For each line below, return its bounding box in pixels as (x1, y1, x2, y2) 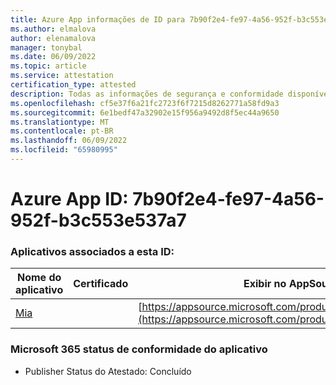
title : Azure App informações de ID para (10, 14, 186, 25)
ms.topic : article (10, 61, 87, 71)
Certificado (73, 277, 129, 291)
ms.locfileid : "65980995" (10, 145, 118, 155)
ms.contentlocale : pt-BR (10, 126, 114, 136)
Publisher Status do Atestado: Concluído (24, 365, 192, 377)
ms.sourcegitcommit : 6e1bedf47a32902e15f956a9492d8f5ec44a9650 (10, 107, 280, 118)
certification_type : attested (10, 80, 137, 90)
